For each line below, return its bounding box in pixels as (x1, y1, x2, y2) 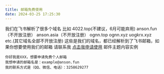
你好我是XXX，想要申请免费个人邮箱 (5, 55, 67, 59)
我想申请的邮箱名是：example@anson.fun (5, 59, 80, 65)
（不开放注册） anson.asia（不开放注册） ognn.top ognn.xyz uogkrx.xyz (5, 32, 152, 37)
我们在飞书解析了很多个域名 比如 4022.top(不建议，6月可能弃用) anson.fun (5, 25, 158, 32)
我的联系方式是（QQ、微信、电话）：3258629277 (5, 65, 89, 70)
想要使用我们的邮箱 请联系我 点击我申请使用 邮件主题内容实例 (13, 44, 138, 50)
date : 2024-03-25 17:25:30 (5, 12, 61, 17)
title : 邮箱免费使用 (5, 7, 43, 12)
